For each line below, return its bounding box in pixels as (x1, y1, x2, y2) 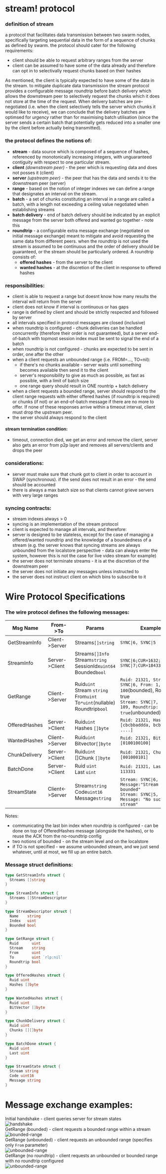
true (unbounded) (120, 709, 162, 716)
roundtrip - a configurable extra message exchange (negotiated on (12, 228, 150, 234)
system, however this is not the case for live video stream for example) (12, 552, 157, 558)
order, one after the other (12, 352, 64, 357)
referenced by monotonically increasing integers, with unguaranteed (12, 154, 152, 160)
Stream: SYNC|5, (120, 792, 159, 797)
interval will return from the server (12, 298, 82, 305)
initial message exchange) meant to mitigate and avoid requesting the (12, 233, 154, 238)
